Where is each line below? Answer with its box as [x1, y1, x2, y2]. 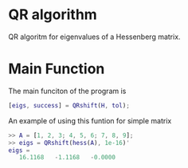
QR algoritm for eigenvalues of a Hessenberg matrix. [8, 32, 181, 41]
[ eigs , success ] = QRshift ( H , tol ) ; [8, 101, 130, 109]
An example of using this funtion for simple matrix [8, 115, 172, 125]
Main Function [8, 60, 105, 78]
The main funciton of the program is [8, 86, 127, 96]
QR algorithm [8, 6, 97, 24]
